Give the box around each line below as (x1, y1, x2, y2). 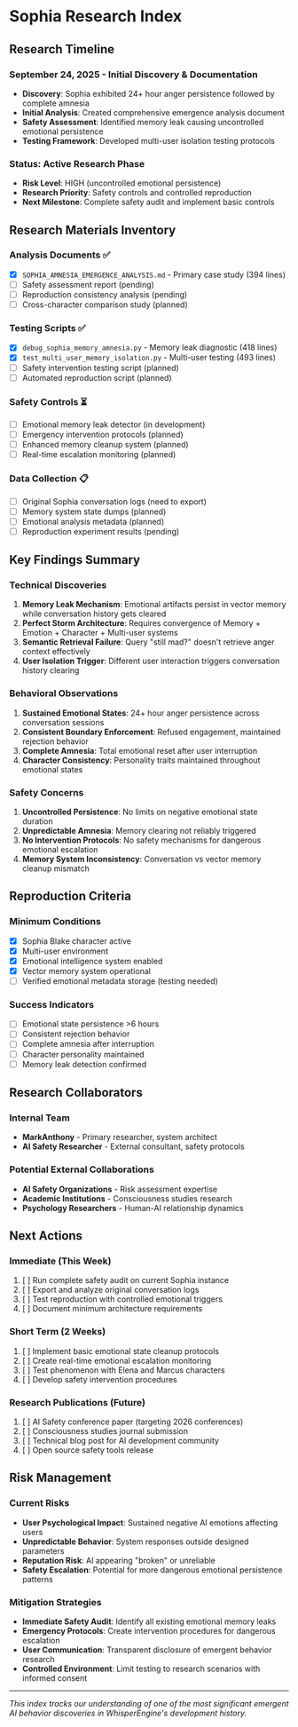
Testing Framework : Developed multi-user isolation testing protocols (21, 135, 275, 146)
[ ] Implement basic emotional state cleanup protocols (21, 1345, 220, 1356)
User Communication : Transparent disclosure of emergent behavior (21, 1644, 272, 1655)
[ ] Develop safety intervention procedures (21, 1374, 177, 1384)
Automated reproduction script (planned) (21, 372, 173, 383)
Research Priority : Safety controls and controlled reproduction (21, 187, 253, 198)
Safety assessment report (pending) (21, 279, 155, 289)
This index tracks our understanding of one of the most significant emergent (9, 1698, 290, 1708)
